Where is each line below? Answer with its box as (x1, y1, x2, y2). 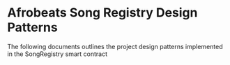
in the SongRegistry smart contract (7, 50, 108, 58)
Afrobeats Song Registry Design (7, 5, 198, 21)
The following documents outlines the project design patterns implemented (7, 42, 223, 50)
